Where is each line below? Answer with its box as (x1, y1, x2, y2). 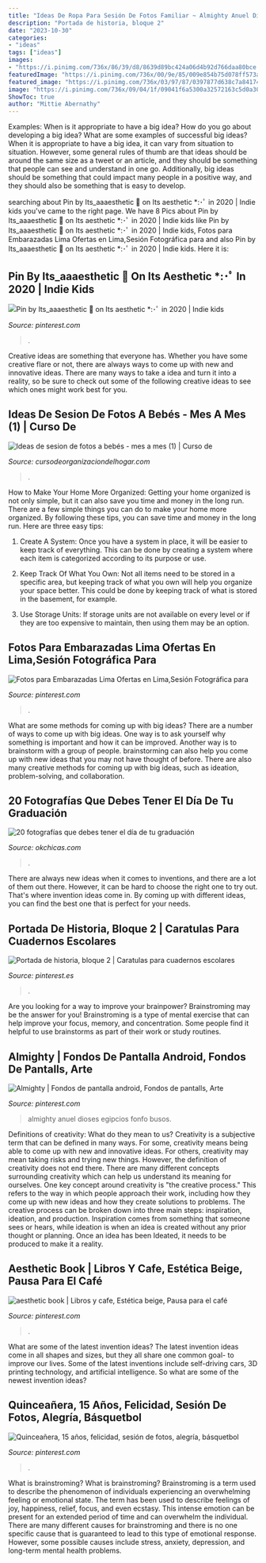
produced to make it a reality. (8, 1239, 104, 1249)
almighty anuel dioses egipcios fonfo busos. (27, 1115, 172, 1123)
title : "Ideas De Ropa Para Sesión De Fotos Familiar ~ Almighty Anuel (8, 11, 249, 20)
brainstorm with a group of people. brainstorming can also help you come (8, 745, 249, 755)
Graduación (8, 807, 67, 820)
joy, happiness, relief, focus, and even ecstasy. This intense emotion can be (8, 1503, 255, 1513)
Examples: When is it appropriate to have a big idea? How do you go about (8, 122, 252, 132)
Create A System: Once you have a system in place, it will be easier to (19, 537, 248, 546)
